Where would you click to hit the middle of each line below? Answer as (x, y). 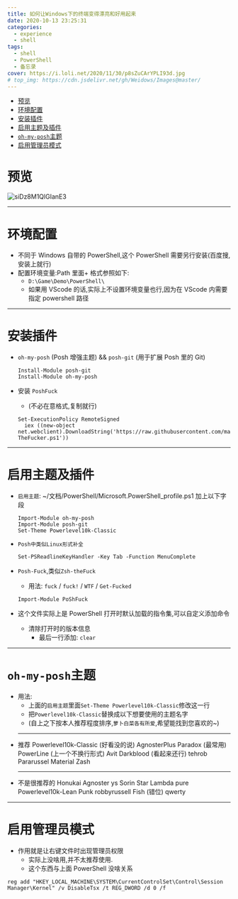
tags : (15, 47)
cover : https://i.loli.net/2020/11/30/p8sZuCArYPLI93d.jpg (96, 73)
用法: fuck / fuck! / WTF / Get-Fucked (80, 586)
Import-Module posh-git (53, 525)
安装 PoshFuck (38, 391)
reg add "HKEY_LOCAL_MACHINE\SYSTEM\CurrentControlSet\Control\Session (115, 882)
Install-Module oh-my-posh (57, 377)
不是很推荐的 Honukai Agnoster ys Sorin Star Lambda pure (103, 783)
